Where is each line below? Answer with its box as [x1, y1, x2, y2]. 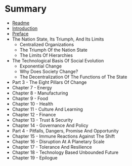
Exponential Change [19, 63, 62, 69]
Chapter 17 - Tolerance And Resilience [12, 144, 92, 150]
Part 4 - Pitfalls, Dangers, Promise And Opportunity [12, 127, 119, 134]
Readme [12, 20, 30, 26]
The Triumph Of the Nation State [19, 47, 88, 53]
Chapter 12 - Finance [12, 111, 56, 117]
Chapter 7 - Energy [12, 84, 53, 90]
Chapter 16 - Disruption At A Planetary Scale [12, 138, 105, 145]
